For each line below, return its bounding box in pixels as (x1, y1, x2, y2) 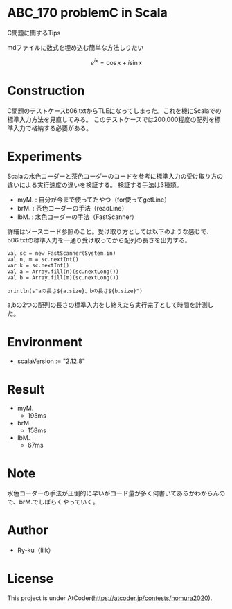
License (7, 571, 54, 587)
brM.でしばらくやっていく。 (19, 497, 99, 506)
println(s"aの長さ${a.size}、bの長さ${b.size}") (7, 288, 143, 295)
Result (7, 381, 45, 397)
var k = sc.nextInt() (7, 262, 70, 270)
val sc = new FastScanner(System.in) (7, 250, 116, 257)
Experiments (7, 148, 82, 164)
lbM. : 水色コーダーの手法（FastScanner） (17, 213, 139, 221)
